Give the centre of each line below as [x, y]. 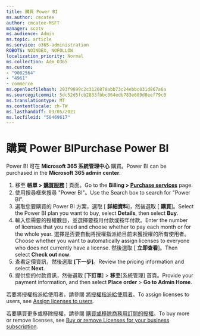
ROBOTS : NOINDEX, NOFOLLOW [40, 51]
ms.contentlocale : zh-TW [37, 106]
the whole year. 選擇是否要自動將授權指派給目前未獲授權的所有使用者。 [102, 234]
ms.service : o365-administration [48, 45]
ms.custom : [20, 67]
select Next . [30, 269]
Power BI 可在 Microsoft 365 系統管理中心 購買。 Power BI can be [86, 166]
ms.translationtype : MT [36, 100]
